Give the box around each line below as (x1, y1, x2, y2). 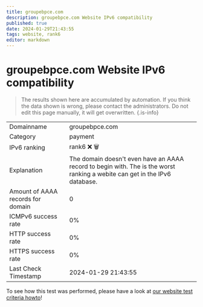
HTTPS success (9, 246, 55, 255)
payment (69, 132, 95, 140)
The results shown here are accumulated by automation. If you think (21, 96, 191, 103)
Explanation (9, 166, 43, 174)
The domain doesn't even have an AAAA (69, 154, 184, 163)
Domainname (9, 122, 47, 131)
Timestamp (9, 272, 42, 280)
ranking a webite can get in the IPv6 (69, 170, 171, 178)
